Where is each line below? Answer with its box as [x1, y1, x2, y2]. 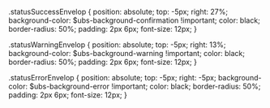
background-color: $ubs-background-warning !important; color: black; [8, 49, 246, 58]
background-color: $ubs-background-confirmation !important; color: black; [8, 15, 261, 25]
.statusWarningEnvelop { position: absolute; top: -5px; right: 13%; [8, 40, 226, 50]
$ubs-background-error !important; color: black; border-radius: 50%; [29, 81, 261, 91]
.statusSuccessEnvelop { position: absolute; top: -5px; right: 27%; [8, 7, 229, 16]
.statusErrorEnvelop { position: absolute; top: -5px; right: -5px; [8, 73, 216, 82]
